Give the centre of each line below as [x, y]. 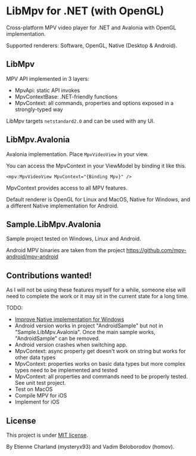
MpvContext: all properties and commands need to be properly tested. [101, 377]
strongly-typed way [39, 109]
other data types [35, 357]
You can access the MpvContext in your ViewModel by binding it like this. [96, 166]
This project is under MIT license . [47, 435]
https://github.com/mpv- [156, 250]
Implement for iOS [37, 402]
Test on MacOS [34, 389]
